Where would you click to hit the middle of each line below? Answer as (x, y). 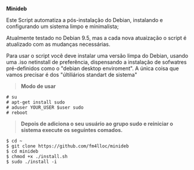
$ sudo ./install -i (32, 162)
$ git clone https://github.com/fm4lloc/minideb (68, 146)
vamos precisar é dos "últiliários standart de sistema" (72, 75)
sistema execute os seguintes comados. (72, 130)
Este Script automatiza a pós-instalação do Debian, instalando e (85, 20)
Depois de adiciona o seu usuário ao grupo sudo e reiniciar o (97, 124)
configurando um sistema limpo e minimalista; (62, 26)
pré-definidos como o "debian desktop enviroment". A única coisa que (93, 68)
